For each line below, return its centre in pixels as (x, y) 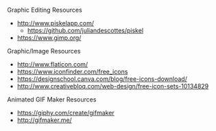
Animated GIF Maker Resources (52, 99)
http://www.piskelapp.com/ (56, 23)
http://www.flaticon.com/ (52, 64)
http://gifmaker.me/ (44, 120)
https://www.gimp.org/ (49, 38)
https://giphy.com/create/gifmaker (65, 113)
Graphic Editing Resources (45, 10)
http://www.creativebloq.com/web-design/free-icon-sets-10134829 (113, 86)
